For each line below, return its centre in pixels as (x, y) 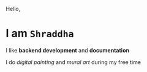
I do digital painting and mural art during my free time (73, 62)
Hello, (13, 9)
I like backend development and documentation (68, 50)
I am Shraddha (40, 34)
